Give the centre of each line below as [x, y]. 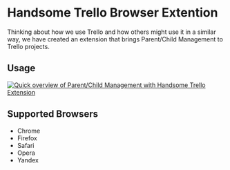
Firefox [27, 138]
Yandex [28, 160]
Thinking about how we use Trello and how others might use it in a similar [112, 32]
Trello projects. [28, 46]
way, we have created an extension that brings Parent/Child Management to [115, 39]
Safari [26, 145]
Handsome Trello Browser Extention [113, 13]
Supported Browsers [53, 114]
